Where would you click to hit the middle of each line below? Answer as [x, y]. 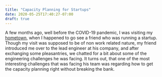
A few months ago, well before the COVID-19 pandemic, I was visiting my [79, 33]
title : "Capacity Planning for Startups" [48, 10]
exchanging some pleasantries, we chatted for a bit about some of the [76, 53]
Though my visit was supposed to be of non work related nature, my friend [81, 43]
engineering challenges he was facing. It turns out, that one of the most [77, 59]
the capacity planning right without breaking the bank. [60, 69]
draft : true [17, 19]
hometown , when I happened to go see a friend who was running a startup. [81, 38]
